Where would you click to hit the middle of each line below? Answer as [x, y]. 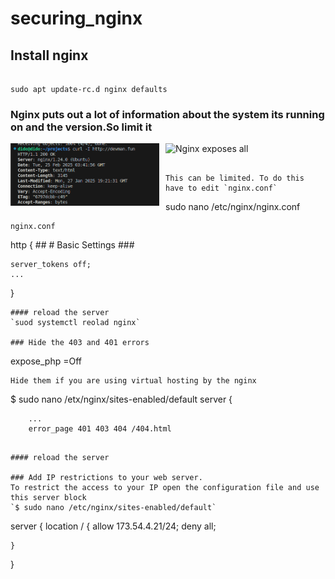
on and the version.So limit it [81, 127]
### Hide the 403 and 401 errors [80, 343]
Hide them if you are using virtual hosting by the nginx [133, 381]
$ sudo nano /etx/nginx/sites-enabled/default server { [121, 399]
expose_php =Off [46, 361]
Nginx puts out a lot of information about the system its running [167, 114]
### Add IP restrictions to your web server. [106, 478]
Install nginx [49, 55]
